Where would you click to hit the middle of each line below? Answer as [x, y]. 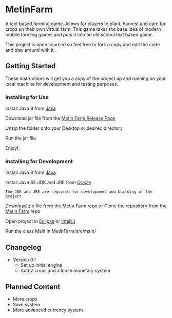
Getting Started [31, 66]
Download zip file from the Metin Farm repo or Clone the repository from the [86, 206]
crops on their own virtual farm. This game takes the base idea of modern [83, 29]
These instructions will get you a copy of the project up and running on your [85, 78]
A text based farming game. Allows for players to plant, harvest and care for [85, 24]
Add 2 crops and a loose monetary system [65, 271]
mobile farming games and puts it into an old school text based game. [79, 34]
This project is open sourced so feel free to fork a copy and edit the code [83, 44]
